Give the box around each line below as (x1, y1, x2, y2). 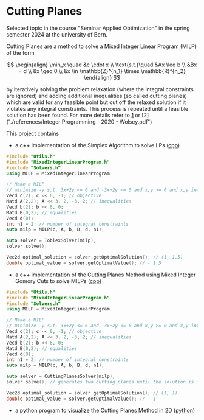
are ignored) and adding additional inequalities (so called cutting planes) (6, 92, 187, 99)
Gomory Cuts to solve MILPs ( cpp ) (15, 277, 102, 284)
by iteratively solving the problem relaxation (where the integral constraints (6, 85, 194, 93)
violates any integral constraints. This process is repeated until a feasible (6, 105, 189, 112)
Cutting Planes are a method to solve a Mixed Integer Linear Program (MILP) (6, 43, 197, 50)
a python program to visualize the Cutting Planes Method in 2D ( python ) (15, 407, 195, 414)
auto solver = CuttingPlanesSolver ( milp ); (6, 373, 115, 380)
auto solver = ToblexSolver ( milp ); (6, 237, 97, 244)
